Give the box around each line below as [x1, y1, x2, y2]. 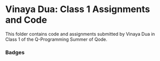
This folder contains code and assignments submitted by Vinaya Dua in [5, 31, 155, 37]
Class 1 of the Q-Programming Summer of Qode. [5, 36, 107, 42]
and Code [5, 14, 48, 26]
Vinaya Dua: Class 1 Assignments [5, 4, 150, 15]
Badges [5, 49, 25, 56]
